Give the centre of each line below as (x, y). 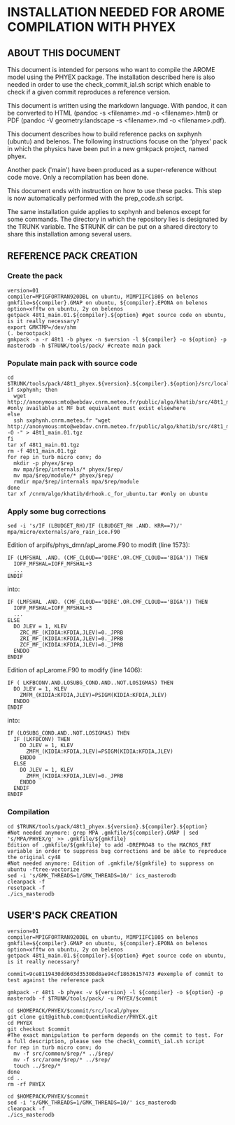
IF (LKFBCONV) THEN (42, 740)
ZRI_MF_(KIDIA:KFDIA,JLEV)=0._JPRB (72, 639)
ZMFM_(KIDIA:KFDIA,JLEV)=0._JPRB (74, 776)
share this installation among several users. (70, 234)
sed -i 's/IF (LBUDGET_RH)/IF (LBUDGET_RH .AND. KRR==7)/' (95, 526)
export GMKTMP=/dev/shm (42, 327)
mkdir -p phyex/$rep (43, 463)
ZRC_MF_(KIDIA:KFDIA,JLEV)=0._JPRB (72, 633)
